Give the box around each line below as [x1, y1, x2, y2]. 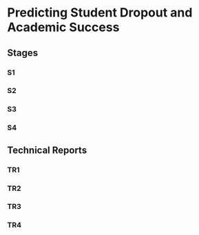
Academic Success [7, 19, 120, 35]
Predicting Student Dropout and [7, 5, 193, 21]
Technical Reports [7, 144, 87, 156]
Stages [7, 47, 39, 59]
